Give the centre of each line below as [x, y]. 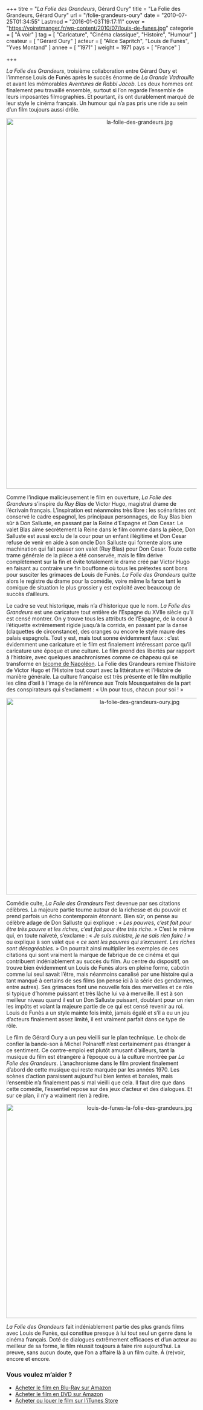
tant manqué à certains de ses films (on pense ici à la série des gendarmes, [100, 981]
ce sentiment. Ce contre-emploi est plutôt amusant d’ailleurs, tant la [91, 1050]
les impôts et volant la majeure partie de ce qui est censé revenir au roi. [95, 1006]
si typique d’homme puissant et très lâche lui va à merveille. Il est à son [95, 993]
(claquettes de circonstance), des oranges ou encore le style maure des [96, 631]
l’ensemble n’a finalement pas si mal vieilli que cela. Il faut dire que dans [96, 1083]
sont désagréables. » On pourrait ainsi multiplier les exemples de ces [92, 948]
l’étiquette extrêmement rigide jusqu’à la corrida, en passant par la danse [97, 625]
